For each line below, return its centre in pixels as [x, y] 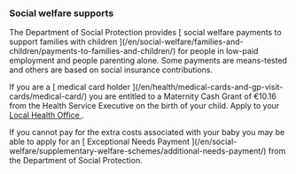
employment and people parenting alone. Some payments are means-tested [148, 61]
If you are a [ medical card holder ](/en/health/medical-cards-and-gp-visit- [146, 87]
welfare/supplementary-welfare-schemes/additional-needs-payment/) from [148, 151]
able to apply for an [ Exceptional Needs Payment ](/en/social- [123, 142]
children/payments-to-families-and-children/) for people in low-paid [134, 51]
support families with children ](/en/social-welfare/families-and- [126, 42]
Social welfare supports [62, 13]
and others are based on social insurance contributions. [111, 70]
